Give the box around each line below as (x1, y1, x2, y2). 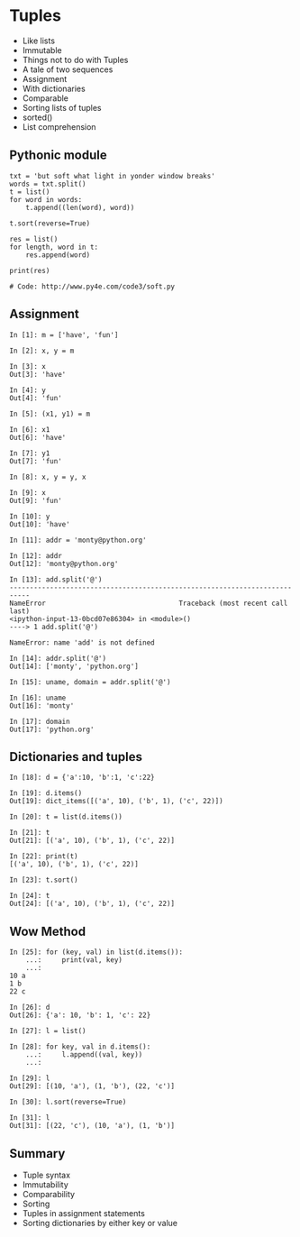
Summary (9, 1146, 66, 1161)
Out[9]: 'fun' (9, 496, 63, 505)
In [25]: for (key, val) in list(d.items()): (9, 948, 183, 957)
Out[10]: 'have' (9, 519, 70, 528)
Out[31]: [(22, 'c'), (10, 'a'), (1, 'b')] (9, 1122, 176, 1131)
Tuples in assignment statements (22, 1208, 146, 1218)
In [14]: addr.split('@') (9, 654, 106, 663)
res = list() (9, 234, 59, 243)
